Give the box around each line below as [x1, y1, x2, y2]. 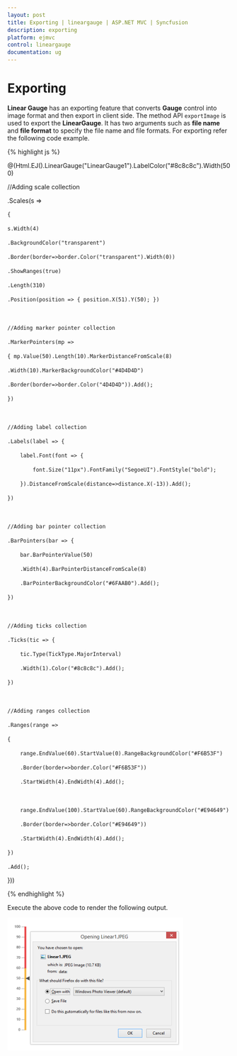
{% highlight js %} [7, 148, 60, 156]
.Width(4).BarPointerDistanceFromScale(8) [20, 565, 147, 572]
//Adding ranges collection [7, 707, 91, 714]
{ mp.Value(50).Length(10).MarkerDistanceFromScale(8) [7, 352, 173, 360]
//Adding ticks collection [7, 622, 87, 629]
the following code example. [7, 133, 90, 142]
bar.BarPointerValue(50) [20, 551, 93, 558]
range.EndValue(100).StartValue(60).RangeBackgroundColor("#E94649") [20, 806, 230, 813]
